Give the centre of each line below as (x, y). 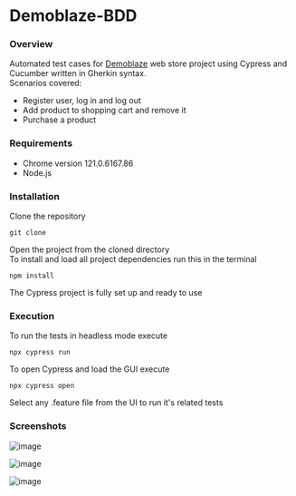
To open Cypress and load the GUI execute (90, 369)
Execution (32, 316)
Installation (35, 196)
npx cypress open (42, 386)
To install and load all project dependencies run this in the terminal (133, 259)
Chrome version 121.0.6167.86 (78, 163)
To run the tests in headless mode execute (89, 336)
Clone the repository (48, 216)
